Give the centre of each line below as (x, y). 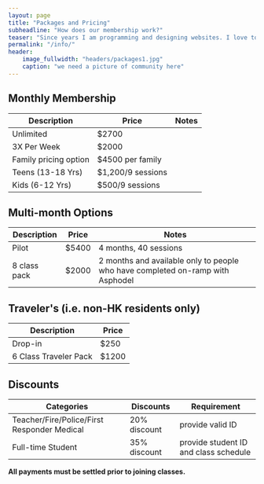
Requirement (216, 407)
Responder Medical (48, 429)
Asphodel (116, 280)
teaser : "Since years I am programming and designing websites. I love (128, 37)
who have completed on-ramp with (164, 270)
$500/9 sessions (129, 185)
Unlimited (30, 134)
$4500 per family (130, 159)
